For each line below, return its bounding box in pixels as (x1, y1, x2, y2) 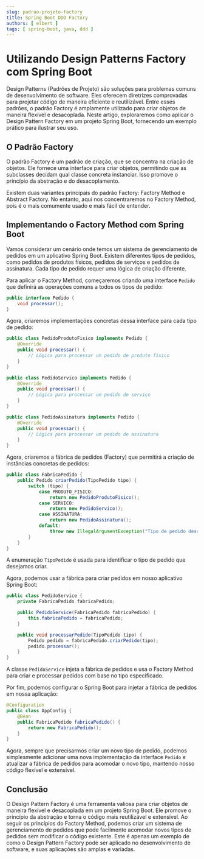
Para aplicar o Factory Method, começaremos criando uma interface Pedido (6, 277, 195, 284)
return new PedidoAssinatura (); (49, 517, 132, 523)
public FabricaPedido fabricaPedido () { (17, 719, 121, 725)
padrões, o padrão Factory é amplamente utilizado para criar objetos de (6, 105, 186, 112)
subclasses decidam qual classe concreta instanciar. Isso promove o (6, 171, 178, 178)
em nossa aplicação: (6, 690, 58, 698)
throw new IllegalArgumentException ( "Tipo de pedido (49, 528, 186, 534)
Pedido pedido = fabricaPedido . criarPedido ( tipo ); (28, 637, 159, 643)
